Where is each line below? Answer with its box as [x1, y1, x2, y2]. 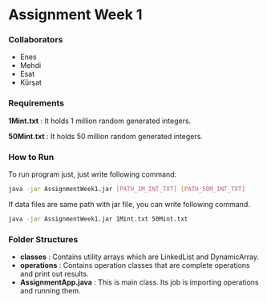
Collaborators [8, 34, 63, 46]
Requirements [8, 98, 65, 109]
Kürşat [19, 78, 42, 87]
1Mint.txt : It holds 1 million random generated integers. [8, 116, 192, 126]
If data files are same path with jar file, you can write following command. [8, 199, 250, 209]
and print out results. [19, 269, 90, 279]
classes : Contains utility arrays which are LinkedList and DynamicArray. [19, 252, 259, 261]
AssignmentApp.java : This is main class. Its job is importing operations [19, 277, 259, 287]
